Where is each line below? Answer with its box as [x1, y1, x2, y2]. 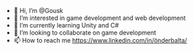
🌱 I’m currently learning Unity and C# [13, 21, 119, 29]
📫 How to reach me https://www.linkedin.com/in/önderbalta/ [13, 37, 188, 44]
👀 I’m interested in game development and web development [13, 14, 186, 22]
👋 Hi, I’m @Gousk [13, 7, 63, 14]
